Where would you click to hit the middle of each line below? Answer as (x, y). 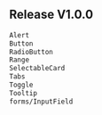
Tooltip (24, 93)
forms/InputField (41, 102)
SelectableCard (37, 69)
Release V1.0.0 (51, 15)
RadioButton (31, 52)
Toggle (21, 85)
